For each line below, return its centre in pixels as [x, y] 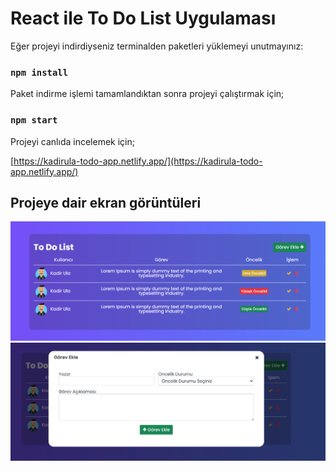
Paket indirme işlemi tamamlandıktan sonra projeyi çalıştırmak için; [147, 94]
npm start [34, 120]
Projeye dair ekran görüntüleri [106, 202]
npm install [39, 72]
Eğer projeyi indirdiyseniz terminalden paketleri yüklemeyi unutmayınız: [157, 46]
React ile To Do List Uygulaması [143, 18]
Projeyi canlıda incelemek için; [72, 141]
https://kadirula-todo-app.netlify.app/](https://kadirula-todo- [138, 161]
